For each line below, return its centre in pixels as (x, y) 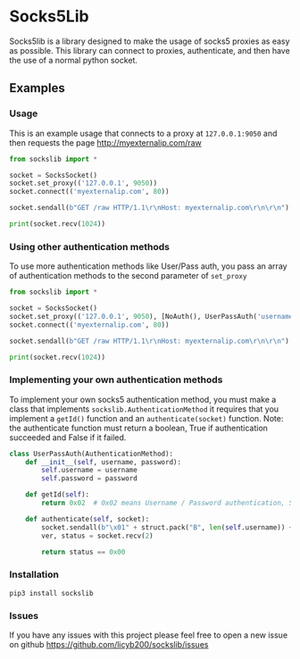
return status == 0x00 (83, 552)
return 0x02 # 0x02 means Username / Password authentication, (163, 503)
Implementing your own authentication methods (116, 380)
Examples (37, 88)
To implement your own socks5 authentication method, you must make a (143, 399)
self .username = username (90, 471)
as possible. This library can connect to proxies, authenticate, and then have (150, 50)
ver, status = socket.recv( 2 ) (97, 536)
